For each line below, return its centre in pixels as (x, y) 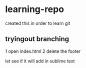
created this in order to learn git (38, 23)
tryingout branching (37, 39)
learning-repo (34, 9)
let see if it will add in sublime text (40, 61)
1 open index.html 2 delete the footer (43, 51)
